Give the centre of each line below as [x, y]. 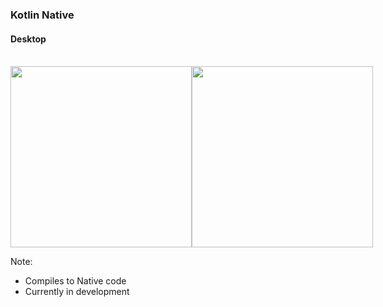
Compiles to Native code [75, 281]
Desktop [28, 39]
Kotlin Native [42, 15]
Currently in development [77, 292]
